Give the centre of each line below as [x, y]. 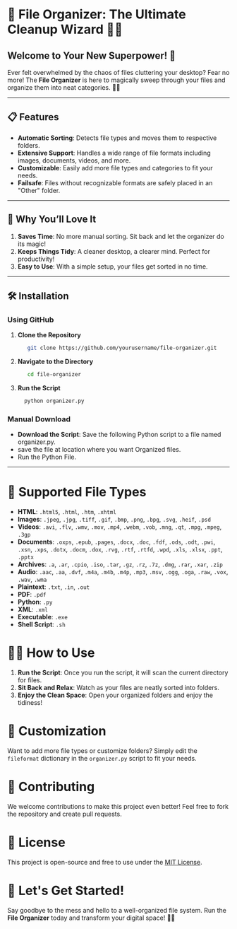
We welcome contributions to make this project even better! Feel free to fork [118, 806]
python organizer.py [54, 401]
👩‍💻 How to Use [51, 653]
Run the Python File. [47, 457]
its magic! [32, 244]
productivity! [36, 259]
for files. [30, 680]
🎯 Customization [57, 731]
